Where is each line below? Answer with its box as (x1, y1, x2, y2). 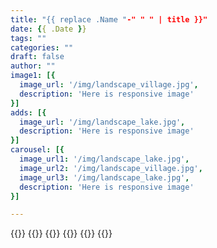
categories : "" (10, 42, 74, 53)
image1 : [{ (10, 71, 56, 81)
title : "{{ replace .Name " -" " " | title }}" (10, 14, 208, 25)
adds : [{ (10, 107, 47, 118)
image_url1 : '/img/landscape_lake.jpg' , (19, 154, 190, 164)
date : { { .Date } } (10, 24, 87, 34)
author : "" (10, 61, 56, 71)
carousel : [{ (10, 145, 65, 155)
